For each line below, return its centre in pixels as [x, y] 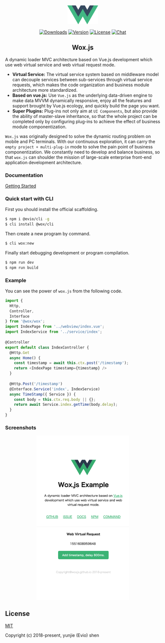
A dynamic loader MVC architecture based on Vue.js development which [79, 59]
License [17, 614]
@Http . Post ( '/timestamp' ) [36, 384]
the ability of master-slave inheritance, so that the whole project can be [85, 116]
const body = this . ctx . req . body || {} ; [55, 399]
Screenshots [21, 428]
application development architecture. [44, 162]
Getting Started [21, 186]
